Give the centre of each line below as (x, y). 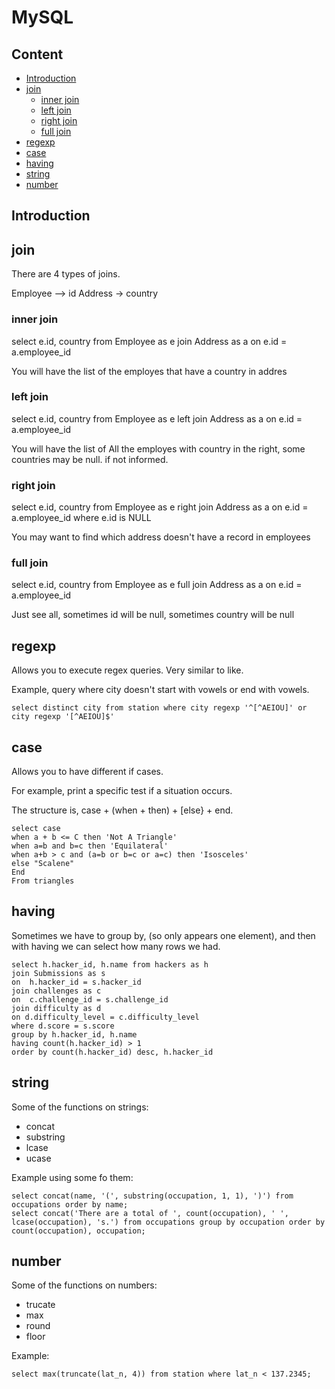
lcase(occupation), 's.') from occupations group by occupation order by (168, 1222)
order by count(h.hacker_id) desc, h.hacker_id (112, 1052)
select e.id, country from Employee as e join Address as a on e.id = (149, 341)
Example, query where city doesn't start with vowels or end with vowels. (160, 690)
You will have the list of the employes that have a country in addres (149, 371)
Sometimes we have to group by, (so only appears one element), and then (163, 935)
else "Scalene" (43, 864)
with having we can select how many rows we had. (116, 946)
